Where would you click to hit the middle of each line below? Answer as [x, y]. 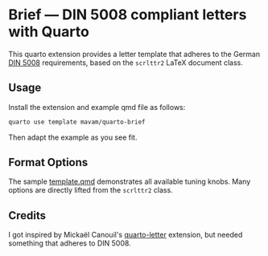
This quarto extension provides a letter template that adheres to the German [134, 54]
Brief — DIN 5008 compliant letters [128, 15]
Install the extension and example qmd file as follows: [97, 107]
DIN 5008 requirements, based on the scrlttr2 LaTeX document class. [126, 63]
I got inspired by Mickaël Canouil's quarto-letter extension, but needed [126, 235]
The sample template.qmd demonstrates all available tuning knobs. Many [130, 181]
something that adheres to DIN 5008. [70, 243]
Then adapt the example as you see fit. [73, 137]
